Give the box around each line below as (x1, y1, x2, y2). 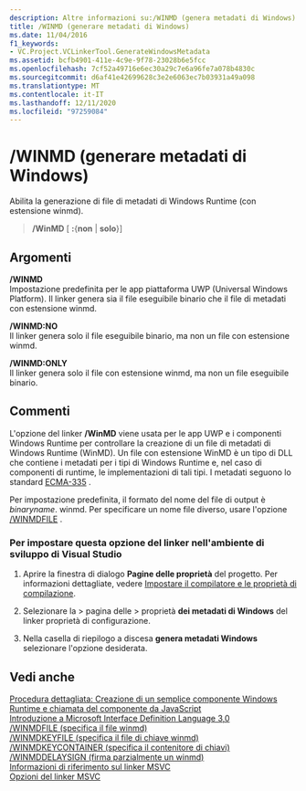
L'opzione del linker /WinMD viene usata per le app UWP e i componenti (9, 427, 281, 438)
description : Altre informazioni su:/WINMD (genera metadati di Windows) (9, 13, 297, 23)
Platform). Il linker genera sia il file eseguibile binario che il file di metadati (9, 293, 286, 304)
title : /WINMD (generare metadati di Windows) (9, 22, 190, 31)
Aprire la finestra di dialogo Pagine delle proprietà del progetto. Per (22, 568, 279, 580)
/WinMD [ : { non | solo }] (31, 223, 123, 234)
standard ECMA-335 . (9, 476, 91, 487)
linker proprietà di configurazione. (22, 616, 151, 627)
